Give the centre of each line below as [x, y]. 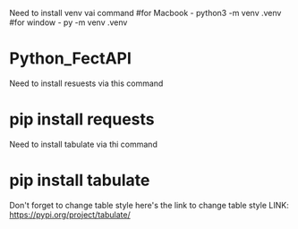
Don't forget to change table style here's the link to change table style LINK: [149, 205]
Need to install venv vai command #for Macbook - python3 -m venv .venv [145, 13]
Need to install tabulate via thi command [84, 144]
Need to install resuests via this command [86, 83]
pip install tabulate [80, 180]
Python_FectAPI [71, 59]
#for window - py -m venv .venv [68, 22]
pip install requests [82, 119]
